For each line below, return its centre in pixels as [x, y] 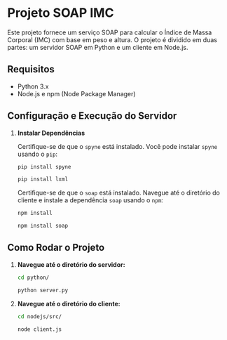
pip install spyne [44, 166]
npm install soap [43, 226]
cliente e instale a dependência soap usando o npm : [90, 200]
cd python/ [33, 277]
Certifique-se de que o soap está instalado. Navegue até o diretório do [119, 193]
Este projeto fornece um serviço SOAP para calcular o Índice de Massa [110, 32]
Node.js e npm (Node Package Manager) [76, 93]
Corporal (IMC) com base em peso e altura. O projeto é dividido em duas [112, 39]
